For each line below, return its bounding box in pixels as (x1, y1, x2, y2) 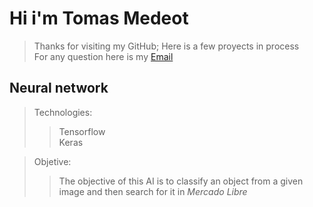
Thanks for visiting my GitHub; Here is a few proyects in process (33, 40, 300, 52)
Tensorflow (58, 125, 106, 137)
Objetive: (33, 155, 72, 167)
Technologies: (33, 106, 93, 118)
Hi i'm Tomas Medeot (9, 7, 189, 30)
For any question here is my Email (33, 50, 174, 62)
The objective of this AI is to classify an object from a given (58, 175, 304, 187)
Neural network (9, 80, 109, 97)
